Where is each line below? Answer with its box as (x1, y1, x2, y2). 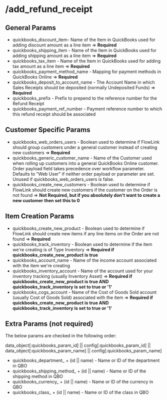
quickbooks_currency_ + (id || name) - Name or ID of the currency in (12, 379, 153, 385)
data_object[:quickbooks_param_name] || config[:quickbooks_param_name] (5, 348, 162, 354)
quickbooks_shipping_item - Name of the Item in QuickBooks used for (12, 48, 156, 53)
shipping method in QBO (12, 373, 63, 379)
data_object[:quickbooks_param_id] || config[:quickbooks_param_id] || (5, 342, 151, 348)
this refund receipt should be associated (12, 111, 96, 117)
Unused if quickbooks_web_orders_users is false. (12, 176, 114, 182)
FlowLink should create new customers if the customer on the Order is (12, 187, 157, 193)
